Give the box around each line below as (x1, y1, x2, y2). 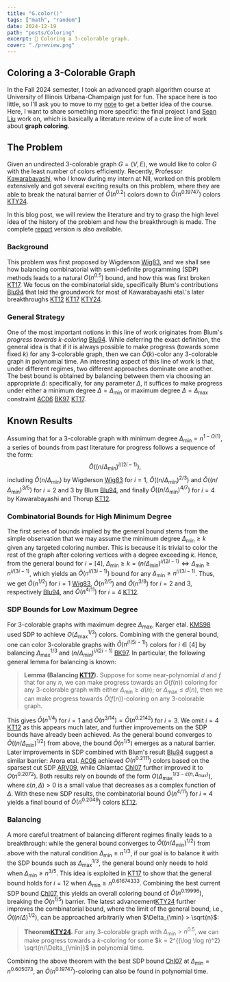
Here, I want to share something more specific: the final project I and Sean (7, 107, 217, 115)
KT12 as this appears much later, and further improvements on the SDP (7, 723, 207, 731)
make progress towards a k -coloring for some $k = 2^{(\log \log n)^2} (23, 936, 221, 945)
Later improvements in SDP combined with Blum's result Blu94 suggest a (7, 748, 214, 756)
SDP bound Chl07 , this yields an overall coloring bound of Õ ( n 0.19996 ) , (7, 887, 204, 897)
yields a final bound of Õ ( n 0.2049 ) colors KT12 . (7, 796, 138, 806)
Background (7, 242, 49, 252)
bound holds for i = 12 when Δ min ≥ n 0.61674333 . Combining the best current (7, 878, 221, 889)
